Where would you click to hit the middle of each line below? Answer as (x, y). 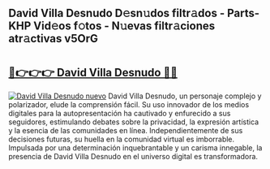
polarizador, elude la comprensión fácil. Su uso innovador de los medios (129, 104)
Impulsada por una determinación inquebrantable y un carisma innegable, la (135, 148)
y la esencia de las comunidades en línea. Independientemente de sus (126, 130)
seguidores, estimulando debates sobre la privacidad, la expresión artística (134, 122)
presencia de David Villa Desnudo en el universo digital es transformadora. (133, 156)
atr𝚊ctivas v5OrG (54, 39)
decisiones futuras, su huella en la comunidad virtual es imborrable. (122, 139)
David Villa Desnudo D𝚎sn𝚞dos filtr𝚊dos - (117, 13)
